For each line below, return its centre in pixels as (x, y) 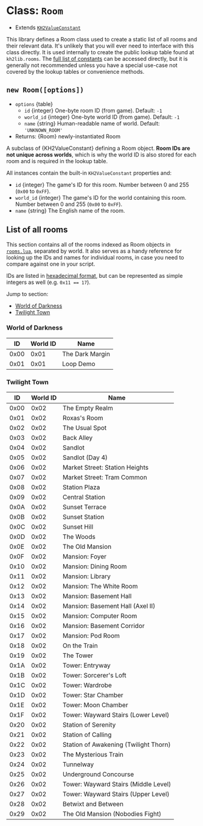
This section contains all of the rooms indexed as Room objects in (88, 244)
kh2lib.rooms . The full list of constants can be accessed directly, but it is (97, 58)
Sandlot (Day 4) (85, 457)
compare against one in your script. (51, 264)
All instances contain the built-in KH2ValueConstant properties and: (89, 173)
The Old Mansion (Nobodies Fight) (112, 814)
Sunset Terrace (84, 507)
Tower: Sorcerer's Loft (95, 676)
